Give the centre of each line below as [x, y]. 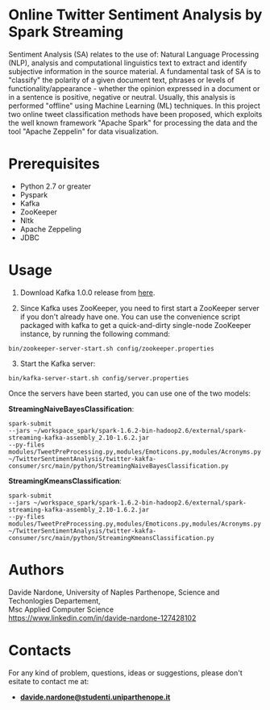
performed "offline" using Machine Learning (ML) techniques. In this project [134, 106]
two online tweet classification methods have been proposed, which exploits [135, 114]
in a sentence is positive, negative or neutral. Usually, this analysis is [122, 97]
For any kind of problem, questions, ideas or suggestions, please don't [126, 673]
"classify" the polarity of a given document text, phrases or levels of [122, 80]
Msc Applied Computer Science [61, 609]
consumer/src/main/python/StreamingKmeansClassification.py [112, 538]
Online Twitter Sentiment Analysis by [135, 15]
